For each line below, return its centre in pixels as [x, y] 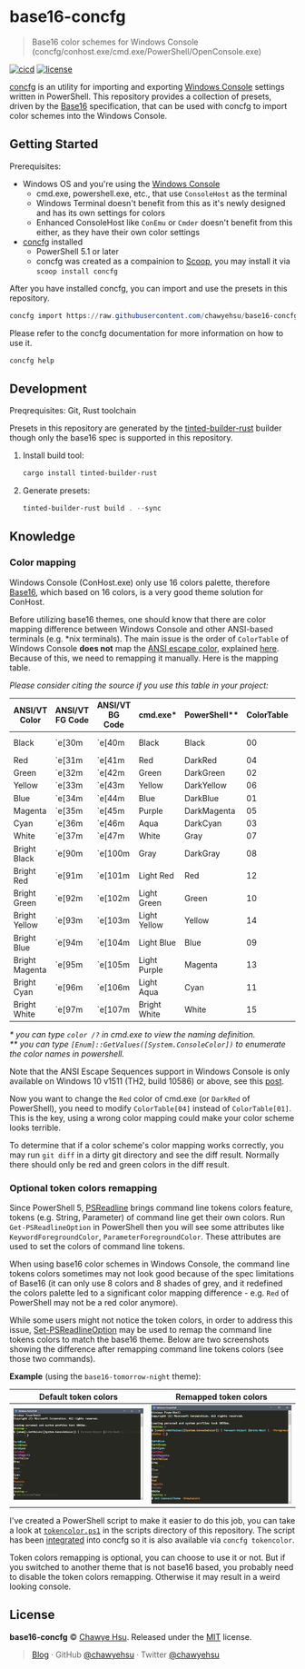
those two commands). [53, 1359]
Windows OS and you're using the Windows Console [121, 184]
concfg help [32, 361]
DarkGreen [205, 773]
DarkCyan [203, 823]
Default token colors [79, 1396]
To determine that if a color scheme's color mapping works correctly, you [147, 1145]
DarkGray [202, 853]
